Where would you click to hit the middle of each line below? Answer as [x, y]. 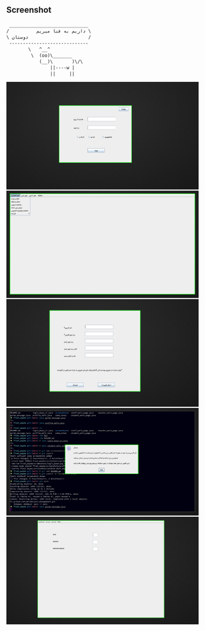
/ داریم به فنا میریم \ [49, 31]
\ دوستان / [49, 37]
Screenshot [29, 10]
